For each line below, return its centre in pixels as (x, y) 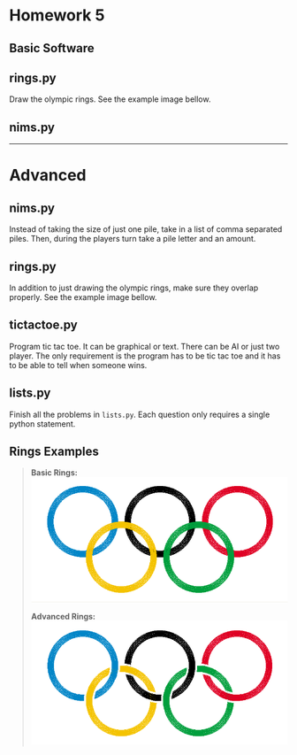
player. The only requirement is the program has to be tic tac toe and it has (145, 356)
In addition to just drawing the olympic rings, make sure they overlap (134, 288)
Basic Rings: (54, 473)
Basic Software (52, 48)
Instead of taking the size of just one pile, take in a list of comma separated (146, 229)
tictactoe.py (43, 325)
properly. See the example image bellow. (83, 297)
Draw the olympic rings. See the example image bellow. (110, 99)
